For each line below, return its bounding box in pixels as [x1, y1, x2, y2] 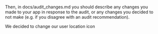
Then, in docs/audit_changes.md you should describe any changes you [5, 4, 148, 10]
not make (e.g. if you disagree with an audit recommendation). [5, 14, 130, 20]
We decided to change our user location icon [5, 23, 95, 29]
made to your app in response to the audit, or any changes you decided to [5, 9, 154, 15]
